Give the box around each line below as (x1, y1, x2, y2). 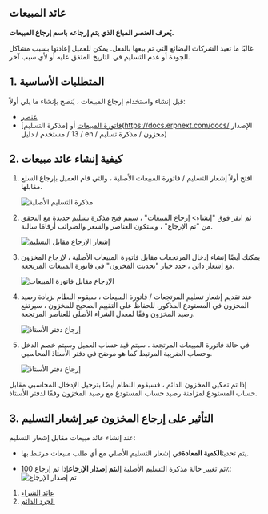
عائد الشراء (20, 488, 55, 498)
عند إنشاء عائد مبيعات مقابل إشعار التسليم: (9, 433, 136, 443)
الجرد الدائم (20, 496, 55, 506)
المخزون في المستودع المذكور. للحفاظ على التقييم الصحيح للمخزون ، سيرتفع (20, 301, 249, 310)
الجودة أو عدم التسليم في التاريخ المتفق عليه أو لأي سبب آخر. (9, 51, 190, 61)
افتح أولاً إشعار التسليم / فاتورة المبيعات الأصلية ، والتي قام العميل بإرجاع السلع (20, 173, 253, 183)
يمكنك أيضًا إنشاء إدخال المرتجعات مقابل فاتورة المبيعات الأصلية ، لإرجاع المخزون (20, 253, 261, 262)
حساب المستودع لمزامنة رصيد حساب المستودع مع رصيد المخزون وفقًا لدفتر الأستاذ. (9, 388, 258, 398)
